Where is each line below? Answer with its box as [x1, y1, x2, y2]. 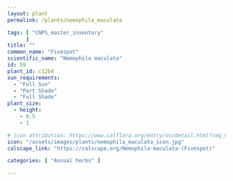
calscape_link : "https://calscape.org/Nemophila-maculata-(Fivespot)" [7, 145, 216, 152]
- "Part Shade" [13, 87, 58, 94]
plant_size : [7, 100, 42, 107]
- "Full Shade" [13, 94, 58, 101]
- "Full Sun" [13, 80, 51, 87]
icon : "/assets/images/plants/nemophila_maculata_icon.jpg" [7, 138, 185, 146]
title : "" [7, 42, 36, 49]
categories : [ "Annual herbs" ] [7, 157, 101, 164]
